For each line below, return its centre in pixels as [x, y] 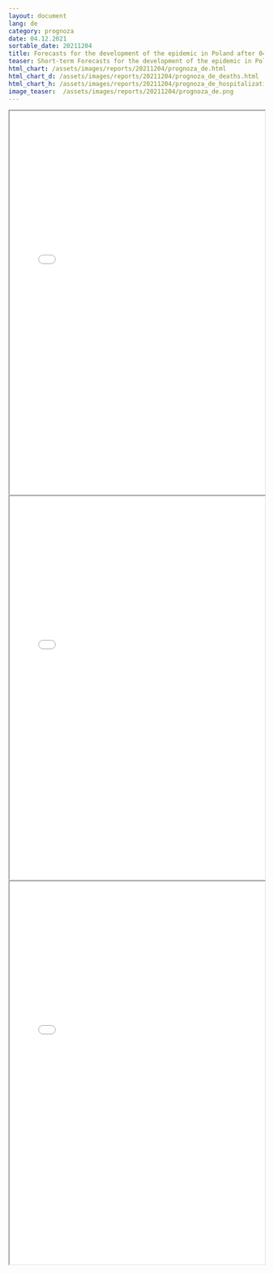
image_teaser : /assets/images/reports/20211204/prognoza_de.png [121, 91]
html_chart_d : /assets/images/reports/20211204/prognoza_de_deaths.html [134, 76]
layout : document [38, 16]
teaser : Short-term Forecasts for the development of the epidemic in [130, 62]
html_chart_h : [32, 84]
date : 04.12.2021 [38, 39]
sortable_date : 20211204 [50, 46]
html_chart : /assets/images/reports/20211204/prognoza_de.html [118, 69]
